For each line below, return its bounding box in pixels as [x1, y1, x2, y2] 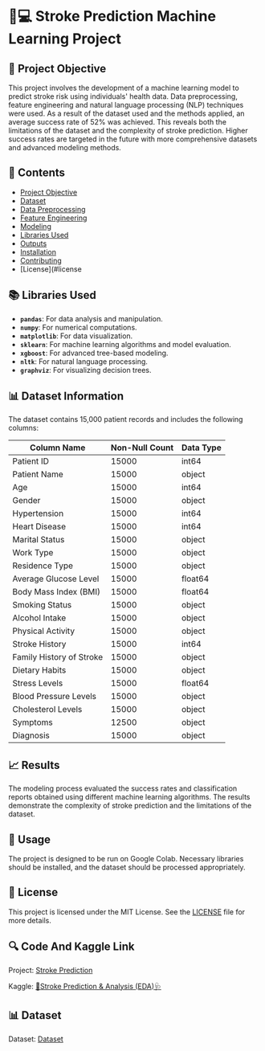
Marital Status [12, 534, 65, 546]
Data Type [181, 442, 222, 453]
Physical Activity [12, 625, 75, 636]
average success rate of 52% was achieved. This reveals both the [8, 117, 227, 126]
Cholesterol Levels [12, 704, 83, 715]
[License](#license [19, 264, 82, 274]
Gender [12, 495, 41, 506]
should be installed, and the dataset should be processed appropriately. [8, 862, 247, 873]
